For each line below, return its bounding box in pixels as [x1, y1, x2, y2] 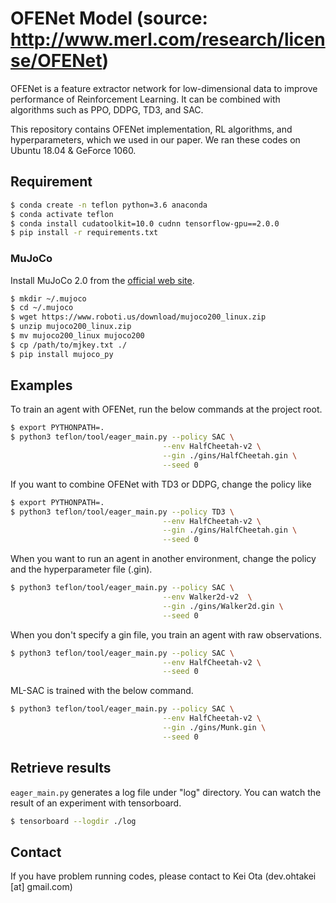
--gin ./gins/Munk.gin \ [162, 723, 267, 733]
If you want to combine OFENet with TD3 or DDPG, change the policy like [10, 478, 312, 490]
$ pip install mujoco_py [10, 349, 114, 359]
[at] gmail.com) [10, 881, 73, 893]
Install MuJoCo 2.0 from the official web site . [10, 274, 195, 286]
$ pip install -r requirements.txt [10, 228, 159, 238]
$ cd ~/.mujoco [10, 303, 74, 313]
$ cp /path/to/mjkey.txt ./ [10, 340, 128, 350]
